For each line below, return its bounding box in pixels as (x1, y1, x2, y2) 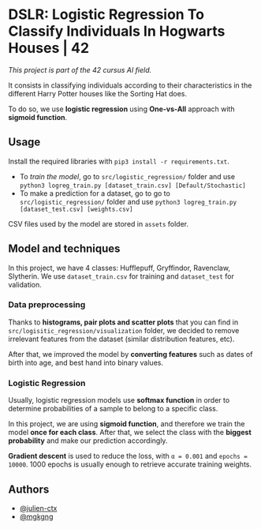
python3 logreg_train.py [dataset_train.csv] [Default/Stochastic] (19, 182, 246, 189)
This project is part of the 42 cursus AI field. (8, 65, 152, 74)
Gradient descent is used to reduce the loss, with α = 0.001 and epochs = (8, 452, 248, 461)
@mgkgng (19, 512, 54, 521)
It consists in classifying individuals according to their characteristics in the (8, 81, 252, 90)
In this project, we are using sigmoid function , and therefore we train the (8, 419, 245, 429)
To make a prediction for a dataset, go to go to (19, 188, 171, 198)
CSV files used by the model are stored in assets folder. (8, 219, 189, 228)
